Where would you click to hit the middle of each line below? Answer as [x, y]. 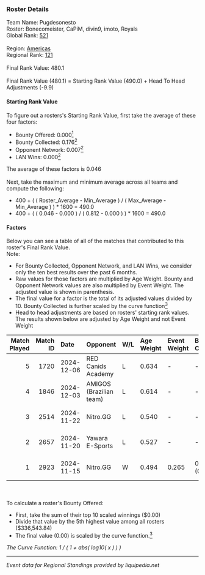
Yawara [97, 438]
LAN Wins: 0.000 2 [38, 157]
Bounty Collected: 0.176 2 [46, 141]
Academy [100, 374]
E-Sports [100, 446]
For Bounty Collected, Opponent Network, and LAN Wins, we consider [103, 266]
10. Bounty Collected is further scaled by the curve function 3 [91, 305]
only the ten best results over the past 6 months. [76, 272]
